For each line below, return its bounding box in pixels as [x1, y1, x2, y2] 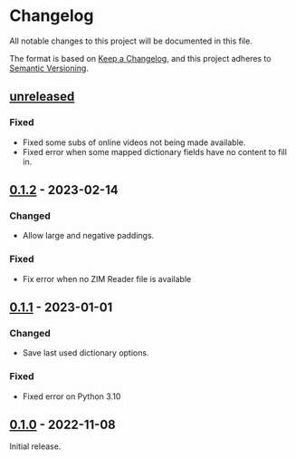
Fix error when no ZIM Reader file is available [22, 273, 192, 284]
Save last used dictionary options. [22, 347, 149, 358]
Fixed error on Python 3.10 [22, 391, 121, 402]
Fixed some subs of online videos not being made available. [22, 137, 246, 148]
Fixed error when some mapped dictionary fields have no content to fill [22, 146, 288, 157]
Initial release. [9, 441, 62, 452]
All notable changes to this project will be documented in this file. [9, 35, 253, 46]
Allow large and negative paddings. [22, 230, 155, 241]
